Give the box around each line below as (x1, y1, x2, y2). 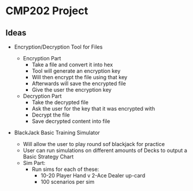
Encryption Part (22, 55, 62, 61)
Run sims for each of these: (31, 166, 99, 173)
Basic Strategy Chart (22, 153, 74, 160)
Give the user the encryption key (31, 86, 112, 93)
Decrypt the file (31, 111, 70, 118)
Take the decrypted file (31, 99, 89, 106)
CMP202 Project (5, 4, 88, 18)
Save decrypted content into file (31, 118, 111, 125)
